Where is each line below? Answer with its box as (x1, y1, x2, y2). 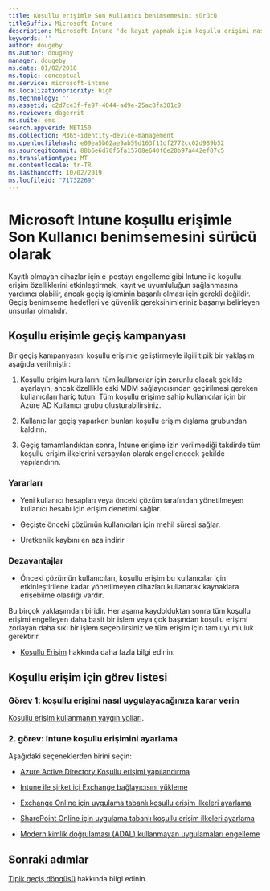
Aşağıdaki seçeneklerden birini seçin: (8, 751, 133, 761)
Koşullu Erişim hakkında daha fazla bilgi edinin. (19, 647, 175, 657)
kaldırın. (19, 424, 47, 434)
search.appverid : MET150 (8, 124, 92, 132)
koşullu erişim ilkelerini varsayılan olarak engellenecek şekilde (19, 448, 225, 458)
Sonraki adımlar (8, 852, 89, 866)
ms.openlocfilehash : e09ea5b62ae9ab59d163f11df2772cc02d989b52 (8, 138, 225, 147)
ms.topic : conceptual (8, 72, 81, 80)
